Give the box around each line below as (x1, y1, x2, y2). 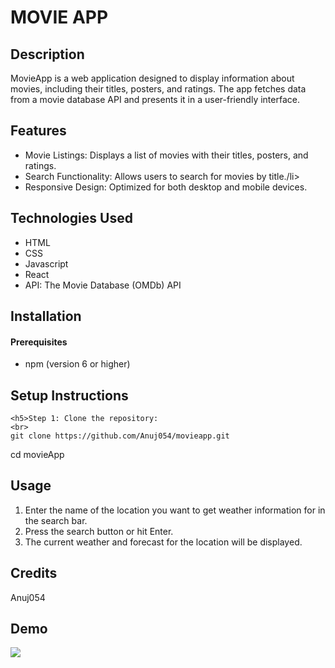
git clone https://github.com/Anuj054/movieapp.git (10, 431, 230, 441)
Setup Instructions (10, 387, 129, 404)
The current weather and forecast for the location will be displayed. (24, 536, 303, 548)
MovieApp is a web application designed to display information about (10, 72, 295, 84)
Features (10, 122, 67, 140)
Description (10, 46, 85, 63)
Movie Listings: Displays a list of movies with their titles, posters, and (24, 149, 309, 161)
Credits (10, 565, 58, 582)
